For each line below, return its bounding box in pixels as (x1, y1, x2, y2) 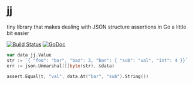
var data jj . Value (6, 52, 52, 58)
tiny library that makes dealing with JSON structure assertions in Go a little (6, 23, 187, 30)
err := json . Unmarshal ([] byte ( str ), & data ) (6, 63, 115, 69)
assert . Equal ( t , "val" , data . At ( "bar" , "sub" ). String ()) (6, 73, 149, 79)
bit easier (6, 29, 29, 36)
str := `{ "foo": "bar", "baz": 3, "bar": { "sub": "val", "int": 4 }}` (6, 57, 188, 63)
